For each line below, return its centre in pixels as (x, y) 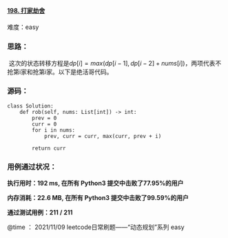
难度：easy (23, 27)
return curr (49, 148)
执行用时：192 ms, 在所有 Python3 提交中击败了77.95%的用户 (95, 184)
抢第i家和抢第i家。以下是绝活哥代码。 (60, 72)
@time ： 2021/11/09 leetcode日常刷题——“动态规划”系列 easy (96, 227)
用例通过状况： (32, 167)
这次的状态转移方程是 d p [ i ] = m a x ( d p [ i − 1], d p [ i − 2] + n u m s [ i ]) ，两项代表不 (115, 63)
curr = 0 (44, 124)
